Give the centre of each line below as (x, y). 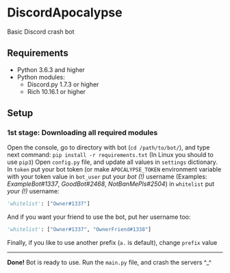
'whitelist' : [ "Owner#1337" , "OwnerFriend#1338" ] (79, 230)
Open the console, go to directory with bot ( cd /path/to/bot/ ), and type (108, 147)
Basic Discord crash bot (41, 32)
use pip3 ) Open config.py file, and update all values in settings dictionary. (112, 162)
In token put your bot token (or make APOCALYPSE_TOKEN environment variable (114, 169)
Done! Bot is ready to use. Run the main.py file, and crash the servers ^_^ (110, 263)
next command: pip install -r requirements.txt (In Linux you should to (110, 155)
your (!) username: (33, 191)
